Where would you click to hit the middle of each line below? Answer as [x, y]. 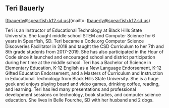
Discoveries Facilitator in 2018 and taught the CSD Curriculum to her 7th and [84, 46]
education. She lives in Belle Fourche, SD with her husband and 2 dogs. [79, 100]
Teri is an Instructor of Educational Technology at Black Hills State [74, 30]
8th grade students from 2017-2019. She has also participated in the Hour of [84, 51]
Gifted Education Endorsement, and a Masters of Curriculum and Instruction [84, 73]
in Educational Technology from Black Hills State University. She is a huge [82, 78]
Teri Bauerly [25, 8]
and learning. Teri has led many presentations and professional [71, 89]
